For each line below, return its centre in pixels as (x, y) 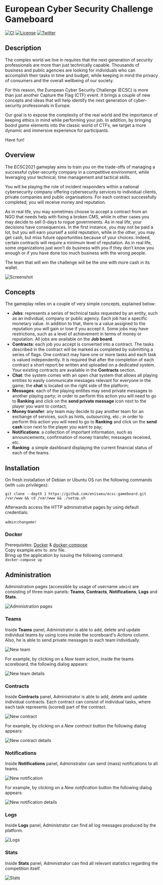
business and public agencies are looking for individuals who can (70, 70)
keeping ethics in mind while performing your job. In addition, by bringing (78, 120)
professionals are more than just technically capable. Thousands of (72, 65)
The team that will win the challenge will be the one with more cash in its (77, 262)
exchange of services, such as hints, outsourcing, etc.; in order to (78, 416)
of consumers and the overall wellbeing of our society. (59, 80)
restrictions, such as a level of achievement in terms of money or (77, 334)
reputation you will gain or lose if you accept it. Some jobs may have (80, 329)
